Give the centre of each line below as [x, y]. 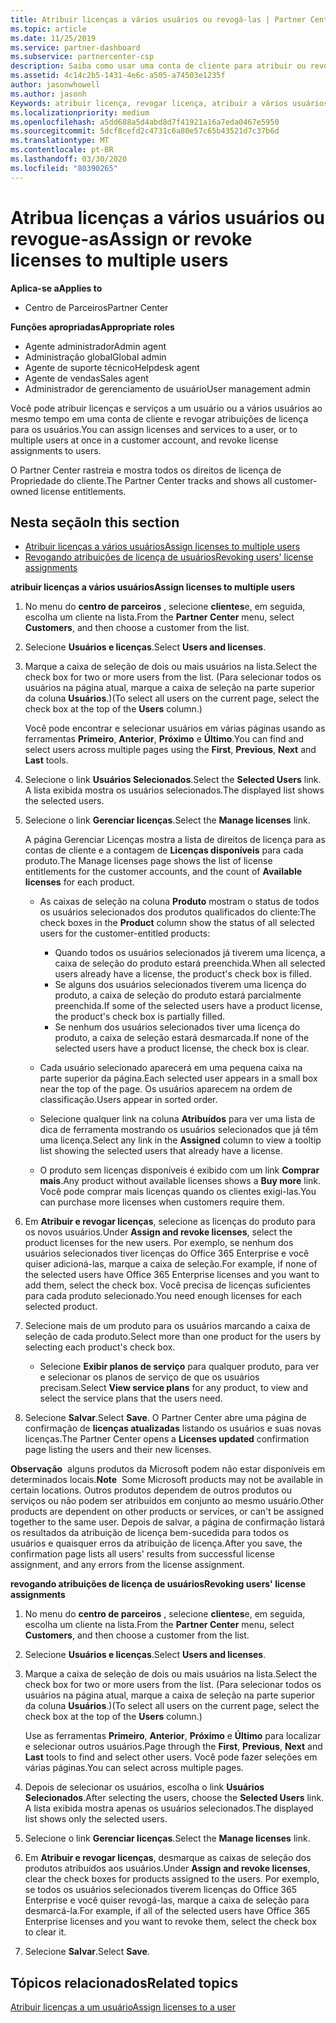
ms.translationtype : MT [60, 141]
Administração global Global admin [95, 357]
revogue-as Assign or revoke [131, 238]
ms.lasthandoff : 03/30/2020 [69, 159]
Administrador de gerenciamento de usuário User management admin [167, 388]
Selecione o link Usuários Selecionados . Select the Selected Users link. [173, 780]
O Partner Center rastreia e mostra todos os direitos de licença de [146, 470]
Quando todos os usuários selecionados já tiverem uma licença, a [190, 953]
